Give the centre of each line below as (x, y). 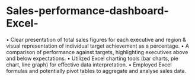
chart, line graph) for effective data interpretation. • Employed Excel (89, 64)
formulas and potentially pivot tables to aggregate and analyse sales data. (96, 71)
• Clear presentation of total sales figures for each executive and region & (96, 39)
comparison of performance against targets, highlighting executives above (97, 52)
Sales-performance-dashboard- (87, 11)
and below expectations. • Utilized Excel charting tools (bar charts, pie (92, 58)
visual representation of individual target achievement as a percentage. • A (98, 46)
